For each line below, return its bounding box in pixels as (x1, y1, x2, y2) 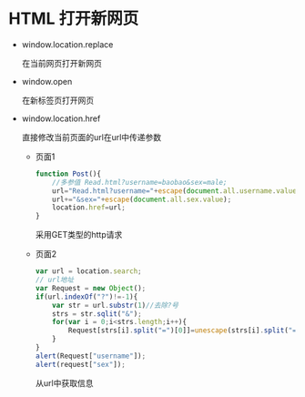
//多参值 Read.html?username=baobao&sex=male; (52, 178, 228, 187)
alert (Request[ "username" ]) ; (35, 351, 147, 361)
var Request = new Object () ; (35, 283, 147, 292)
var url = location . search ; (35, 267, 142, 276)
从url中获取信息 (35, 377, 94, 388)
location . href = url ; (52, 203, 127, 212)
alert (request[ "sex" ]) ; (35, 360, 127, 369)
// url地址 (35, 275, 75, 285)
